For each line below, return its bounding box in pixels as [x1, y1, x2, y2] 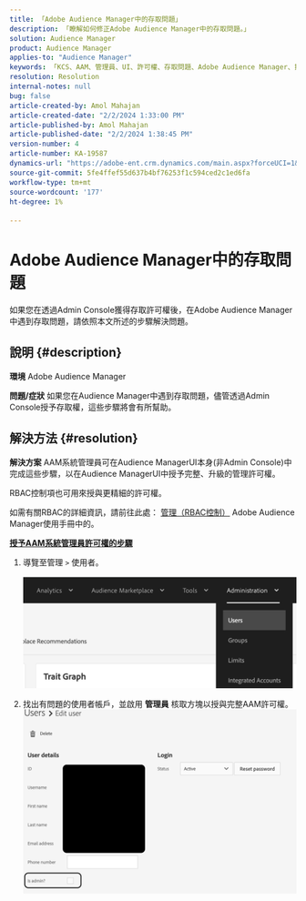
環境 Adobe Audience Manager [9, 370, 127, 381]
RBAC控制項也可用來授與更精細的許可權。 [9, 487, 167, 498]
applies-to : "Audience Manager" [9, 53, 132, 63]
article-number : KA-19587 [9, 149, 107, 158]
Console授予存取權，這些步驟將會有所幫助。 [9, 401, 177, 412]
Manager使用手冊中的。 [9, 518, 99, 529]
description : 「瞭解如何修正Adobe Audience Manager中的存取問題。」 [9, 24, 250, 34]
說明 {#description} [9, 345, 123, 360]
